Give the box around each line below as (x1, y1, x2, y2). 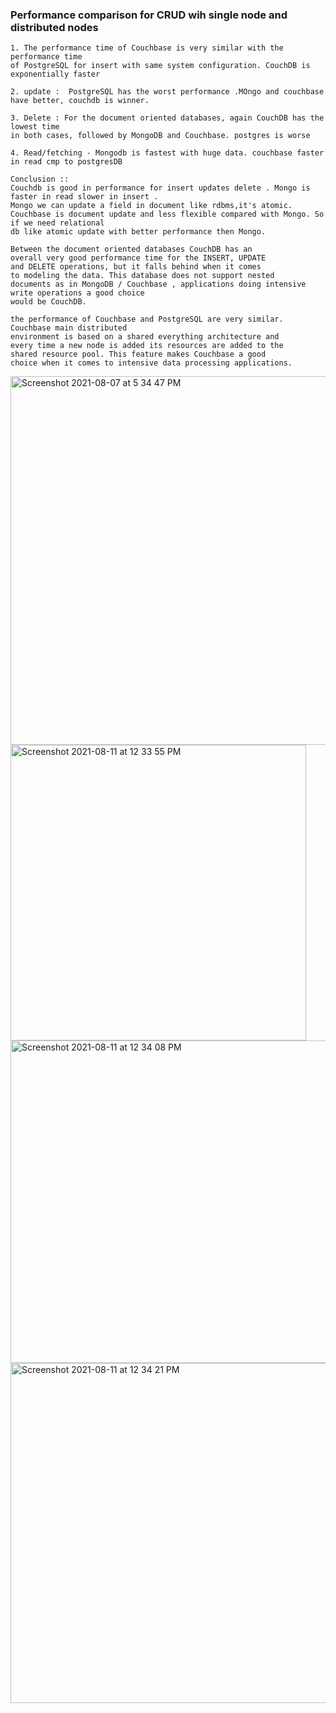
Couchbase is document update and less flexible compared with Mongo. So (10, 209, 325, 220)
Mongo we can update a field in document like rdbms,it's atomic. (10, 201, 293, 211)
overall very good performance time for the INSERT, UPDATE (10, 253, 267, 263)
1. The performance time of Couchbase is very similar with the (10, 43, 284, 53)
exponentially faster (10, 69, 101, 80)
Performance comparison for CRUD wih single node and (10, 8, 288, 22)
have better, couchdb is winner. (10, 96, 150, 106)
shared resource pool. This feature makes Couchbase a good (10, 349, 267, 360)
